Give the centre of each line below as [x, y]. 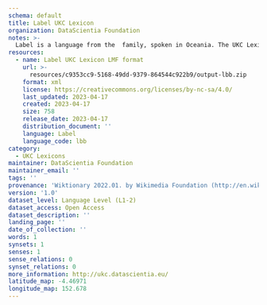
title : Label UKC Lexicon [51, 23]
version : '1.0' [33, 193]
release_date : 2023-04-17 [66, 119]
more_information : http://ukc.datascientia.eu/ [89, 274]
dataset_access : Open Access [56, 207]
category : [25, 149]
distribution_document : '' [67, 126]
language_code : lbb [55, 141]
